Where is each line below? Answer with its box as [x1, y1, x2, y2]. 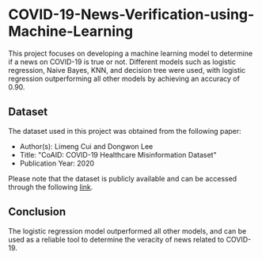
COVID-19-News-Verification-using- [8, 6, 255, 24]
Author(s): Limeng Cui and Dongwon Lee [19, 141, 154, 151]
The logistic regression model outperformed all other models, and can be [8, 226, 247, 235]
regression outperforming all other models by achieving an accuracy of [8, 74, 240, 83]
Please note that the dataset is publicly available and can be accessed [8, 173, 237, 183]
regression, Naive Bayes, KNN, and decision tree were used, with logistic [8, 65, 246, 74]
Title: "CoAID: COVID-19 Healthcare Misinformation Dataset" [19, 150, 217, 159]
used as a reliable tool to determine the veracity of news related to [8, 234, 225, 244]
